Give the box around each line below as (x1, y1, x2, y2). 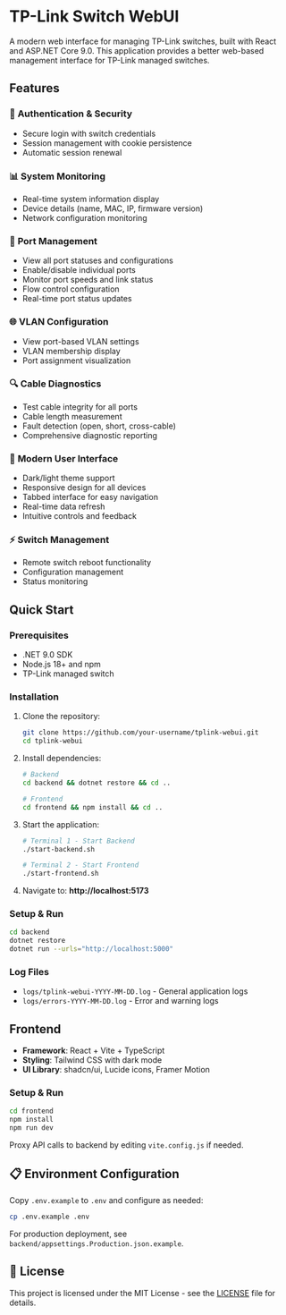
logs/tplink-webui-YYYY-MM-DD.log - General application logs (21, 986, 248, 997)
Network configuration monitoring (21, 212, 147, 223)
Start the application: (21, 819, 100, 829)
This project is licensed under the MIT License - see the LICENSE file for (9, 1287, 275, 1298)
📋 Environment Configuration (9, 1167, 181, 1182)
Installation (9, 691, 60, 703)
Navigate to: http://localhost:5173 (21, 886, 149, 896)
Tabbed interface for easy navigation (21, 492, 159, 503)
